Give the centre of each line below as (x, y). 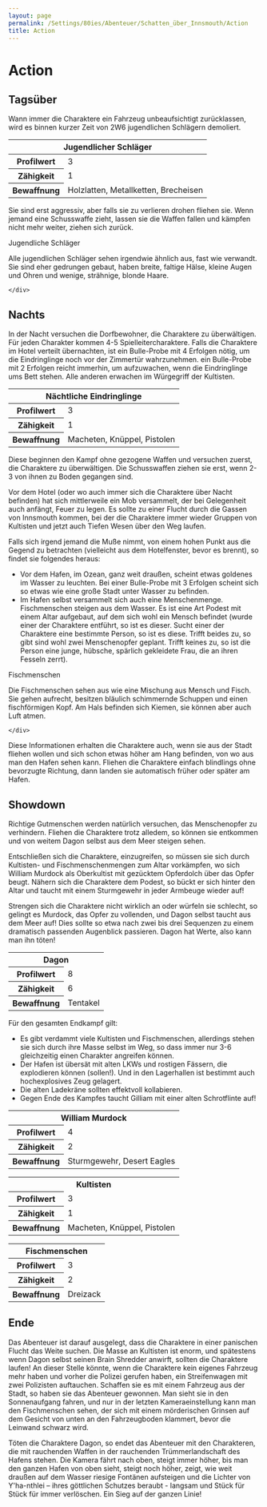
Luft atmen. (27, 716)
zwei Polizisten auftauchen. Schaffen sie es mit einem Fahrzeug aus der (127, 1384)
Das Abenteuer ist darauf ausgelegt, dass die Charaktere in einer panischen (133, 1342)
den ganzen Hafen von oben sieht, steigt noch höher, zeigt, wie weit (120, 1468)
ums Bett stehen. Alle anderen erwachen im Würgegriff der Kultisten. (122, 376)
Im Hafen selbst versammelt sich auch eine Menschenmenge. (122, 600)
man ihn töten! (32, 940)
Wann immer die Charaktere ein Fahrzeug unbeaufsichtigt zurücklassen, (127, 119)
